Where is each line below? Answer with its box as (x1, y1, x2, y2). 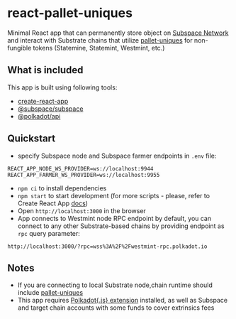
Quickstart (7, 133, 56, 145)
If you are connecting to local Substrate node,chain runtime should (17, 281, 213, 289)
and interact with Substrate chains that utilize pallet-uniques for (7, 36, 193, 44)
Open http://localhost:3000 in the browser (17, 206, 147, 215)
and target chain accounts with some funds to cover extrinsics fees (17, 303, 215, 312)
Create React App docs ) (17, 199, 89, 207)
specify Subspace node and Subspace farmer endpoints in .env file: (17, 151, 217, 160)
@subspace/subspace (17, 104, 84, 113)
